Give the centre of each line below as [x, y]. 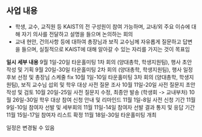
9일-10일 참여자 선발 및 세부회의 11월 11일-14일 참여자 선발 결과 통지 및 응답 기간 [101, 107]
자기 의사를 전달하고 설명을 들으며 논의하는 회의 [77, 34]
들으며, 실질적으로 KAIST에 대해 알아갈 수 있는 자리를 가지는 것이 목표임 [106, 49]
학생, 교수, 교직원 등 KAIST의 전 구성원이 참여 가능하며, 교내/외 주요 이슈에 [103, 27]
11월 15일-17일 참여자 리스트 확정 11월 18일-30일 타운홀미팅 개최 [81, 115]
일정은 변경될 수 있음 [31, 127]
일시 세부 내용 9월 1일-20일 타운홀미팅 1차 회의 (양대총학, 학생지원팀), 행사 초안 [99, 62]
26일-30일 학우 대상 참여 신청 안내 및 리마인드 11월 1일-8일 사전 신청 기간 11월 [104, 100]
